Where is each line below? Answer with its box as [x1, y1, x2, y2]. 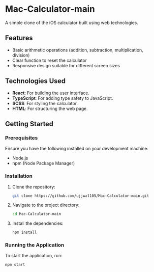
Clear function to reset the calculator [12, 57, 87, 63]
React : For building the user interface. [12, 90, 90, 96]
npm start [5, 262, 26, 267]
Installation [5, 173, 33, 180]
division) [12, 52, 30, 58]
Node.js [12, 155, 29, 161]
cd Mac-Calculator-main [12, 212, 62, 217]
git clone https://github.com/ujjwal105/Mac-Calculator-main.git [12, 193, 149, 198]
